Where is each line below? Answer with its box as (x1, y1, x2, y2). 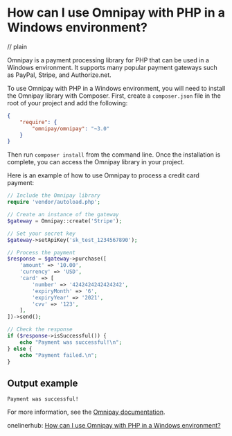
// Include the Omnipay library (7, 192, 100, 199)
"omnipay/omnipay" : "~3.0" (32, 125, 110, 132)
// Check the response (7, 326, 73, 333)
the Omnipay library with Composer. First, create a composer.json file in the (7, 91, 222, 100)
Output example (7, 377, 78, 389)
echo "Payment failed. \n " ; (19, 351, 98, 358)
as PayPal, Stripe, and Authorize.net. (7, 71, 112, 79)
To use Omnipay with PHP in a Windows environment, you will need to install (7, 84, 226, 92)
